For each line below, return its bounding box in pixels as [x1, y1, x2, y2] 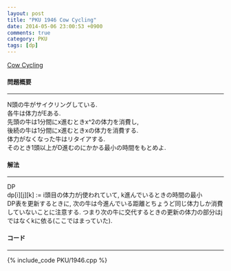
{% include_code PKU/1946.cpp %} [7, 256, 108, 264]
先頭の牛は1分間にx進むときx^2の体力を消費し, [7, 118, 140, 126]
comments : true [7, 29, 51, 36]
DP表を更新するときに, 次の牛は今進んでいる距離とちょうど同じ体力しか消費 [7, 199, 223, 208]
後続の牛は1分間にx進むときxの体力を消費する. [7, 127, 139, 135]
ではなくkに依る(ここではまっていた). [7, 217, 113, 225]
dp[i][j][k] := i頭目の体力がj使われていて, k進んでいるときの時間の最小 [7, 191, 203, 199]
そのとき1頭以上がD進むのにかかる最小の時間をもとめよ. [7, 144, 166, 152]
